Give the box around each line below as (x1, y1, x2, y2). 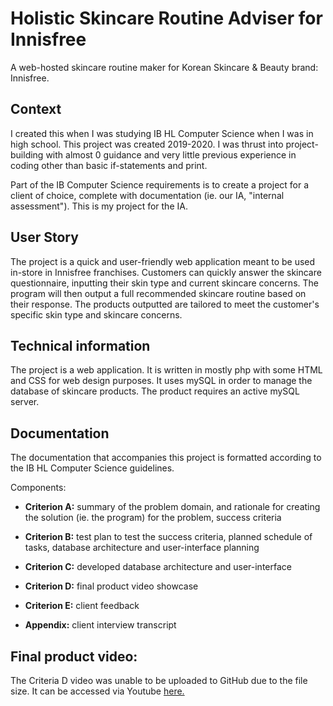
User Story (10, 229, 79, 246)
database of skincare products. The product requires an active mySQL (10, 385, 300, 397)
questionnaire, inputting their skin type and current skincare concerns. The (10, 277, 319, 289)
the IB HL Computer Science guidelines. (10, 462, 175, 474)
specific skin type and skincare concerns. (10, 308, 183, 321)
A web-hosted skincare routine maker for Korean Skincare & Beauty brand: (10, 61, 319, 73)
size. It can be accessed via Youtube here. (10, 685, 185, 697)
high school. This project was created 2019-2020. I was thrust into (10, 138, 284, 150)
